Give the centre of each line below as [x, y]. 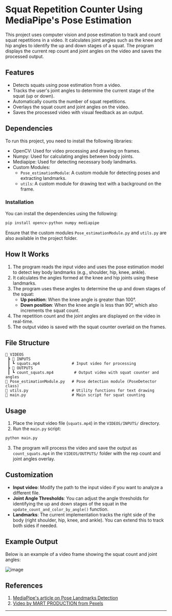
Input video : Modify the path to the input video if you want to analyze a [88, 487]
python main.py [21, 438]
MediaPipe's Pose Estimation [69, 20]
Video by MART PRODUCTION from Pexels [58, 603]
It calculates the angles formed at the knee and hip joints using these [85, 277]
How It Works [27, 255]
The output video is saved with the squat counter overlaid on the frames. [89, 327]
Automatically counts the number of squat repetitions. [69, 101]
